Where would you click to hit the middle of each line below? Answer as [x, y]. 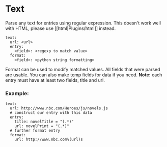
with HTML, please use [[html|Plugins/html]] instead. [61, 28]
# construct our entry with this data [51, 113]
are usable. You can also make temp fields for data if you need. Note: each [84, 75]
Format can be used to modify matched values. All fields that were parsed [83, 69]
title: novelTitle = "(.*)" [44, 122]
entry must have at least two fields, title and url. [55, 80]
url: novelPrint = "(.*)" [42, 126]
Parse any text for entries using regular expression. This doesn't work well [83, 23]
